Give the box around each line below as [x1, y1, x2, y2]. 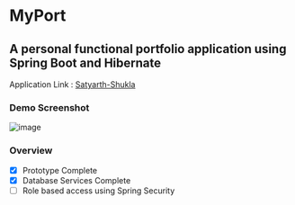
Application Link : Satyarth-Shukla [9, 79, 136, 90]
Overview [9, 145, 53, 157]
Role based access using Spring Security [22, 185, 175, 196]
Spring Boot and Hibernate [9, 55, 162, 70]
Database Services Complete [22, 174, 131, 185]
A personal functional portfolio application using [9, 41, 287, 57]
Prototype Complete [22, 165, 98, 175]
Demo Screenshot [9, 101, 90, 113]
